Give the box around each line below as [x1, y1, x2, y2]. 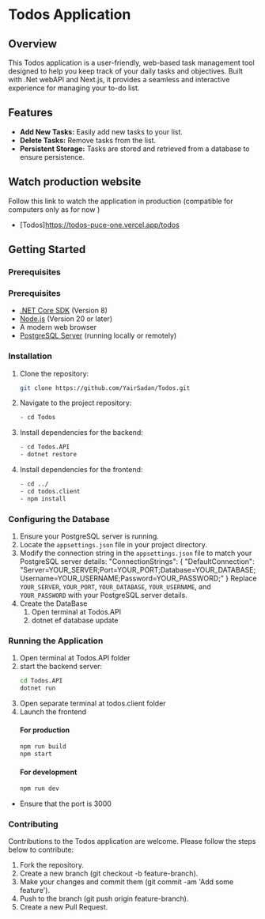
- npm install [19, 494, 66, 503]
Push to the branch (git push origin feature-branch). [19, 894, 189, 903]
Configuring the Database [8, 513, 111, 524]
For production [19, 725, 70, 735]
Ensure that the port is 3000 [19, 799, 112, 808]
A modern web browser [19, 323, 97, 332]
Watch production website [8, 176, 142, 189]
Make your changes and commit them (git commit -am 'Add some [19, 877, 234, 887]
